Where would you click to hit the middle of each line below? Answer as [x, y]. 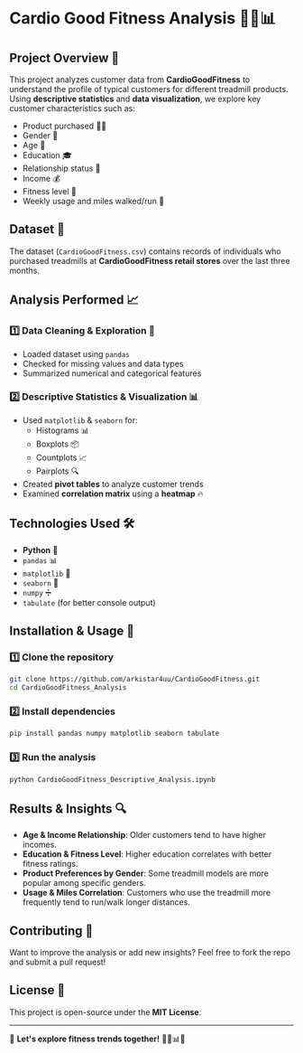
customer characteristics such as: [72, 108]
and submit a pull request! [58, 962]
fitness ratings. [50, 864]
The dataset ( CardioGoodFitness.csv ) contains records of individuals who [145, 251]
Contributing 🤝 [51, 931]
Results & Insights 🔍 [68, 809]
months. [25, 270]
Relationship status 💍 [61, 168]
